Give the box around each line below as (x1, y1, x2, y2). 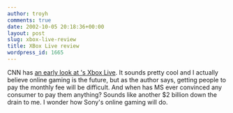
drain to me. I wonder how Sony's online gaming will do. (7, 98, 168, 106)
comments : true (7, 17, 52, 24)
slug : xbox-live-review (7, 36, 77, 43)
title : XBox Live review (7, 43, 80, 50)
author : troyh (7, 10, 49, 17)
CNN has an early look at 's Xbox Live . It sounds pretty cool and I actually (7, 68, 218, 77)
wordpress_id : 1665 (7, 50, 64, 56)
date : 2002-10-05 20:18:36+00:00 (7, 23, 105, 30)
